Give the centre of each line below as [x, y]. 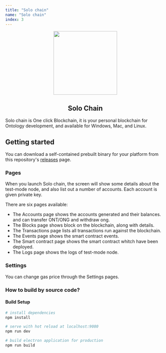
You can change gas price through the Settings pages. [62, 277]
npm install [18, 317]
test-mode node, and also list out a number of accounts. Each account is [81, 189]
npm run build [20, 345]
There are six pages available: [37, 205]
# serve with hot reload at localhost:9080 [52, 327]
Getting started [30, 142]
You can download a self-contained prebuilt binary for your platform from [82, 154]
